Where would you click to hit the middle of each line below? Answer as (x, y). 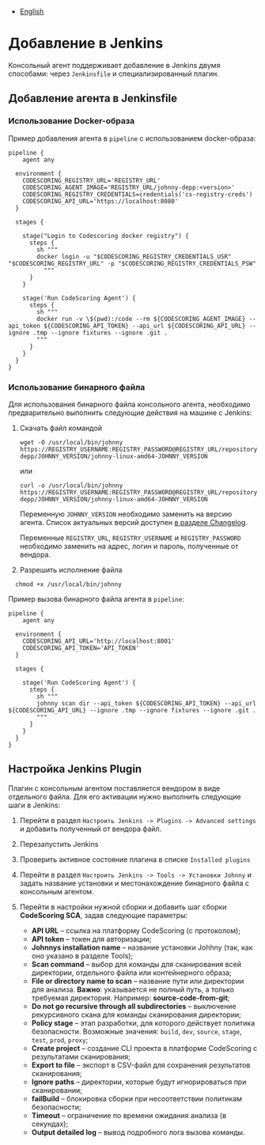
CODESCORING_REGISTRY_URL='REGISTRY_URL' (91, 180)
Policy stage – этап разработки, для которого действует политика (143, 1022)
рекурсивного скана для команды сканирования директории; (136, 1015)
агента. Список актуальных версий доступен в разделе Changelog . (133, 522)
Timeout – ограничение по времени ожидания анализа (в (129, 1115)
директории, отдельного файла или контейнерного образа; (131, 973)
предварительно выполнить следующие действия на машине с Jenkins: (130, 412)
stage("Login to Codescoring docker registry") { (106, 236)
